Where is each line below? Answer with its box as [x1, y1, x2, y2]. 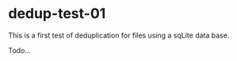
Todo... [8, 45, 32, 55]
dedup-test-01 [8, 5, 106, 23]
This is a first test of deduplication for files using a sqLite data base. [8, 30, 230, 40]
